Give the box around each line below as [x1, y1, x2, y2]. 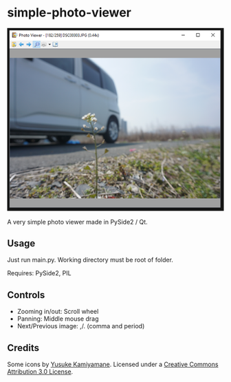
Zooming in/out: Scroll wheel [16, 308, 99, 316]
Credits [7, 342, 40, 354]
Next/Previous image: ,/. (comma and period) [16, 322, 145, 330]
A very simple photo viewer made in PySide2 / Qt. [7, 217, 148, 226]
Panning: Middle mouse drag [16, 315, 99, 323]
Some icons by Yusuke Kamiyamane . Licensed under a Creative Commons [7, 360, 219, 369]
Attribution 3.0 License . [7, 368, 74, 376]
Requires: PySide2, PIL [7, 269, 71, 277]
